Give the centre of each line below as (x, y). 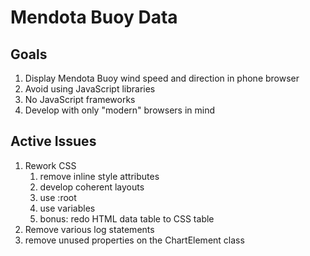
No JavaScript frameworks (80, 99)
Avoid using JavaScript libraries (90, 89)
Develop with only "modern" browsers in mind (120, 110)
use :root (58, 197)
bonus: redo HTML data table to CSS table (127, 218)
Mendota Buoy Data (94, 17)
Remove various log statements (89, 229)
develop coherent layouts (92, 187)
